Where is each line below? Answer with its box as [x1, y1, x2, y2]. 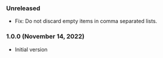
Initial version [14, 46, 48, 53]
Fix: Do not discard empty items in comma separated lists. [14, 18, 158, 25]
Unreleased [6, 4, 40, 12]
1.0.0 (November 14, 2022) [6, 33, 85, 41]
